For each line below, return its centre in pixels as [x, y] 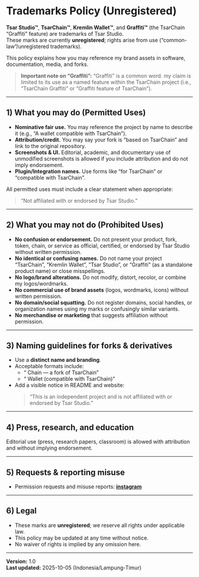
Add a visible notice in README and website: [69, 385]
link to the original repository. [50, 146]
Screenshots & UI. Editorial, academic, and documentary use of [92, 152]
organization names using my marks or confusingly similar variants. [97, 309]
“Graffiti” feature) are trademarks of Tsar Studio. [65, 33]
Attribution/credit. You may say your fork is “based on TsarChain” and [101, 139]
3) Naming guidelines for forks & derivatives [89, 345]
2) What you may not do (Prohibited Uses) [85, 225]
